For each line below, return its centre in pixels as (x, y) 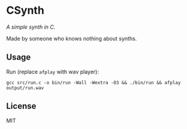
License (21, 106)
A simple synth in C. (31, 27)
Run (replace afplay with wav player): (52, 72)
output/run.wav (25, 88)
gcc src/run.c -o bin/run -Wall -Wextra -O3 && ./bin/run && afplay (93, 82)
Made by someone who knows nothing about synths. (72, 38)
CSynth (25, 10)
